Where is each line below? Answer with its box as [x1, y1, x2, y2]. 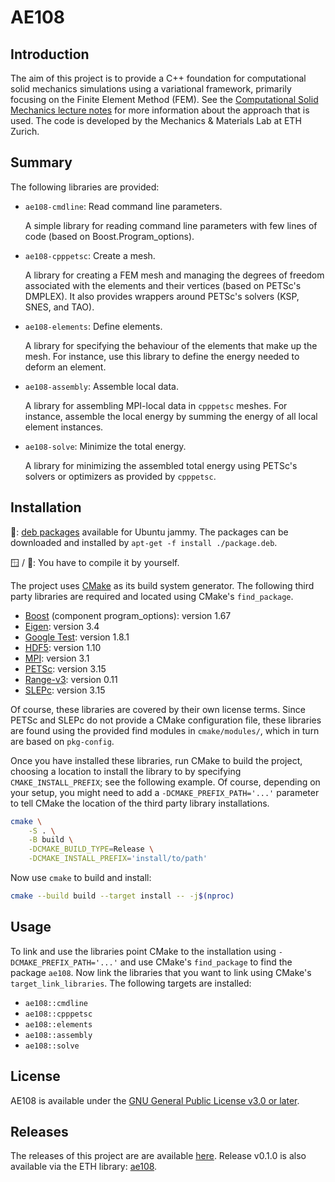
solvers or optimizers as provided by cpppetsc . [24, 470, 217, 482]
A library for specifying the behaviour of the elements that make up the [24, 339, 318, 351]
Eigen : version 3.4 [24, 620, 100, 632]
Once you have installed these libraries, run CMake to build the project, [10, 754, 303, 766]
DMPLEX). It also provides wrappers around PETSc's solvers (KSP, [24, 290, 300, 302]
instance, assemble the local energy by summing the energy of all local [24, 410, 318, 422]
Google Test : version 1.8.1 [24, 631, 130, 643]
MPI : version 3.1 [24, 652, 90, 664]
